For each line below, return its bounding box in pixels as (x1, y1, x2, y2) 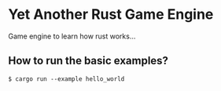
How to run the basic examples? (8, 54, 169, 67)
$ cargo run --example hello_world (8, 75, 125, 83)
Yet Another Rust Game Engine (8, 5, 214, 24)
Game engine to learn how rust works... (8, 31, 136, 41)
